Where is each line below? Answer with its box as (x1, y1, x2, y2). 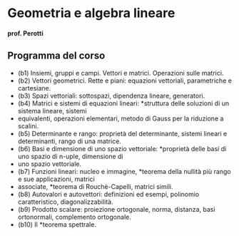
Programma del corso (7, 50, 106, 62)
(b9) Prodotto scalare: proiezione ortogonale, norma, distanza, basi (17, 205, 215, 213)
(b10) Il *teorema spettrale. (17, 220, 96, 229)
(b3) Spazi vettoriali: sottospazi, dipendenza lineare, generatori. (17, 91, 205, 100)
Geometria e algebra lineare (7, 5, 176, 21)
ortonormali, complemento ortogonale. (17, 212, 132, 221)
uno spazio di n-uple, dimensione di (17, 152, 123, 160)
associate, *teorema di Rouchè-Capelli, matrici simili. (17, 182, 173, 190)
